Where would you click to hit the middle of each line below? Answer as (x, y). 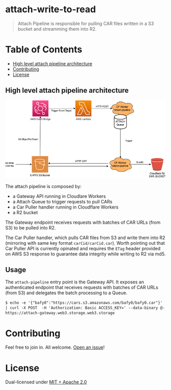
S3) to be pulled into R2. (31, 227)
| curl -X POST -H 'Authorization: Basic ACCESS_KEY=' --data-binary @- (85, 308)
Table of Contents (44, 50)
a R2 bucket (25, 212)
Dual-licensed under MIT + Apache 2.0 (46, 382)
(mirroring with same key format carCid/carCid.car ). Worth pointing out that (85, 243)
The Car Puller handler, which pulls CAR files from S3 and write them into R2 (85, 238)
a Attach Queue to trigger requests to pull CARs (63, 201)
